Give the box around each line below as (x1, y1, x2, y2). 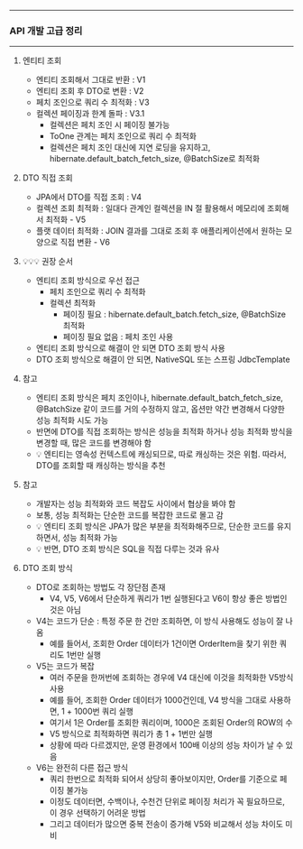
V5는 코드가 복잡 (35, 660, 95, 672)
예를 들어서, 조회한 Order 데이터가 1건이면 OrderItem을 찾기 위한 (49, 638, 278, 650)
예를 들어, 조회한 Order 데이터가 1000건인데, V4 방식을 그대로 (49, 695, 268, 706)
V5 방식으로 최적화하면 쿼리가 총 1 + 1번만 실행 (49, 728, 214, 740)
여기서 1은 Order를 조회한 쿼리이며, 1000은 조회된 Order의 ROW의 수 (49, 717, 293, 728)
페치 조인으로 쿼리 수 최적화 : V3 (35, 97, 151, 108)
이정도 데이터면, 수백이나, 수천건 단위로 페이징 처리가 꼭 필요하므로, (49, 796, 286, 807)
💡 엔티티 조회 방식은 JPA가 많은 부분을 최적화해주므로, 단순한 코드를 (35, 521, 275, 532)
